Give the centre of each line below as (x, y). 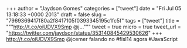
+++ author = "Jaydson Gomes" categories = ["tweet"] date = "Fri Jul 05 (94, 8)
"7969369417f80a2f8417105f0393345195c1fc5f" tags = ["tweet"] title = (93, 21)
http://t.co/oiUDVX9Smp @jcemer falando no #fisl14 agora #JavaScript (92, 39)
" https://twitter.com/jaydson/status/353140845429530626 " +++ (84, 33)
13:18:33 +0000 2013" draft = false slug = (56, 14)
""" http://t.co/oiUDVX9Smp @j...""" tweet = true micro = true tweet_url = (93, 27)
